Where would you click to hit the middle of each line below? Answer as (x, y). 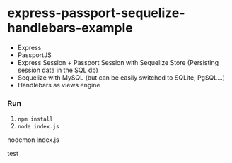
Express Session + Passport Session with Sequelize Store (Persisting (118, 62)
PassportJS (34, 55)
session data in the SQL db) (58, 70)
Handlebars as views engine (59, 85)
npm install (35, 119)
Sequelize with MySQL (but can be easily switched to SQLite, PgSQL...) (121, 77)
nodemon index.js (33, 140)
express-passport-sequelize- (96, 13)
